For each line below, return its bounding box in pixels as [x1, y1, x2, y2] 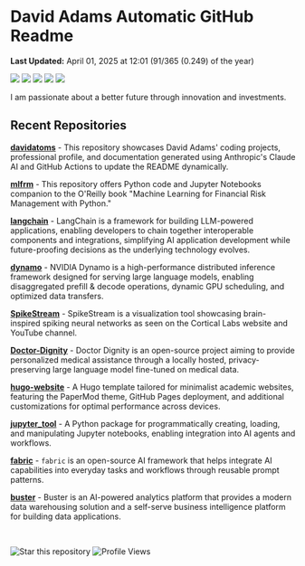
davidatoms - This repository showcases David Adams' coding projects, [10, 142, 281, 153]
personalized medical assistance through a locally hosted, [10, 354, 227, 365]
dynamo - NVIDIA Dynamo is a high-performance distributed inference [10, 261, 275, 272]
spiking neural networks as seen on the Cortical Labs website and [42, 317, 289, 328]
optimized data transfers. [10, 290, 104, 301]
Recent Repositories [10, 118, 128, 133]
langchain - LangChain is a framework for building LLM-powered [10, 215, 254, 226]
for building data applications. [10, 511, 121, 522]
